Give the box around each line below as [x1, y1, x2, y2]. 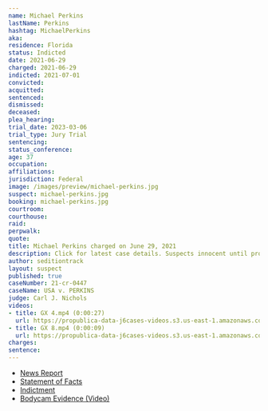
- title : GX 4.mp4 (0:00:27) [8, 309, 105, 317]
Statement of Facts [19, 377, 83, 386]
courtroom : [8, 205, 45, 213]
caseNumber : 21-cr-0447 [8, 279, 88, 288]
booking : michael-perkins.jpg [8, 198, 109, 205]
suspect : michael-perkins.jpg [8, 190, 109, 198]
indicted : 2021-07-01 [8, 71, 81, 79]
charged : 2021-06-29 [8, 64, 77, 72]
